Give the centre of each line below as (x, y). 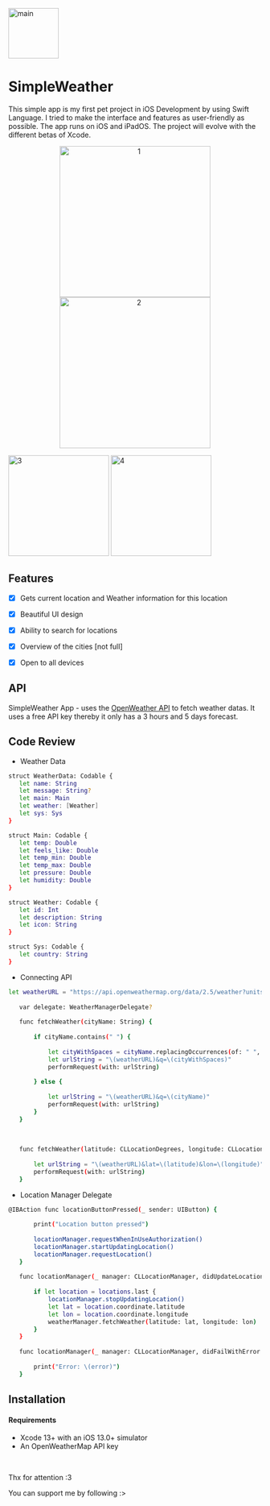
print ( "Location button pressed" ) (91, 1225)
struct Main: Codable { (48, 835)
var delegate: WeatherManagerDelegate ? (86, 1007)
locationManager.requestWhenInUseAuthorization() (118, 1240)
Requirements (33, 1420)
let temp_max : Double (55, 865)
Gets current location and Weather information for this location (123, 598)
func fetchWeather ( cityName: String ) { (86, 1022)
